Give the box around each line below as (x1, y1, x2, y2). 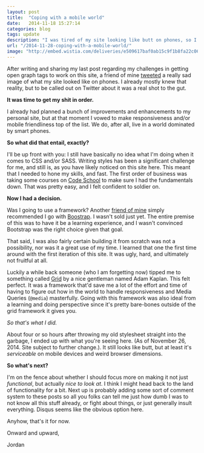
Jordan (7, 441, 25, 448)
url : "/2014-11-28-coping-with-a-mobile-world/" (7, 43, 132, 49)
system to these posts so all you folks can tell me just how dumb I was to (7, 392, 189, 400)
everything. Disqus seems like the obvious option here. (7, 406, 144, 413)
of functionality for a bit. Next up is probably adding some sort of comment (7, 386, 194, 394)
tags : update (7, 32, 40, 38)
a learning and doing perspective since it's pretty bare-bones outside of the (7, 301, 196, 308)
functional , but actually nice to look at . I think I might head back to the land (7, 380, 194, 387)
